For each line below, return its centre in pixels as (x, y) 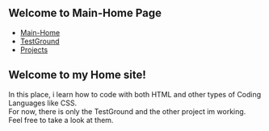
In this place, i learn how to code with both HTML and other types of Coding (135, 94)
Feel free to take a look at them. (61, 120)
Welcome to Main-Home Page (85, 13)
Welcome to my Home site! (78, 75)
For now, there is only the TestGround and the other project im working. (127, 111)
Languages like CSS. (43, 103)
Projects (34, 49)
